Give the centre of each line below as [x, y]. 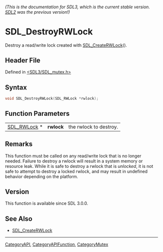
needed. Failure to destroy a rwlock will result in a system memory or [74, 161]
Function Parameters [37, 114]
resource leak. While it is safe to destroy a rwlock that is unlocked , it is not [79, 166]
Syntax [16, 87]
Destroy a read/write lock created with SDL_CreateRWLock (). [66, 45]
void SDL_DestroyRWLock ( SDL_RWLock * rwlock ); [52, 99]
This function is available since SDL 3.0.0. [47, 203]
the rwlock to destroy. [93, 126]
